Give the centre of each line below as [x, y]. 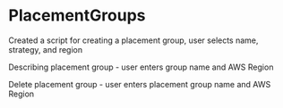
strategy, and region [46, 49]
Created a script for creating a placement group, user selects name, [133, 40]
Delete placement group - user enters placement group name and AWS [140, 84]
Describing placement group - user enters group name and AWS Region [141, 67]
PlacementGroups [77, 16]
